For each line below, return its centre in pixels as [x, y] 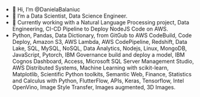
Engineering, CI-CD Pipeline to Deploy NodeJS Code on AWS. [90, 29]
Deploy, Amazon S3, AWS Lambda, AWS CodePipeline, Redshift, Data [100, 42]
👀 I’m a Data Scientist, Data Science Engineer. [70, 16]
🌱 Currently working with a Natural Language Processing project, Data [101, 22]
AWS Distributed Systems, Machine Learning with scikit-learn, [91, 68]
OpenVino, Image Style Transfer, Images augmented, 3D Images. [94, 87]
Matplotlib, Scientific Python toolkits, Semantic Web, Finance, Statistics [102, 74]
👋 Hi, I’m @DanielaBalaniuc [46, 9]
